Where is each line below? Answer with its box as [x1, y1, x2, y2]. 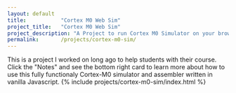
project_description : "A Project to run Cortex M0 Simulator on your [7, 29, 216, 37]
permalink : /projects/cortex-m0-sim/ [7, 36, 137, 43]
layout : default [7, 10, 55, 17]
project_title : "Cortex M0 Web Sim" [7, 23, 121, 30]
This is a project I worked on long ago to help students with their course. [7, 55, 217, 64]
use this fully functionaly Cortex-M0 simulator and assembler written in [7, 71, 213, 79]
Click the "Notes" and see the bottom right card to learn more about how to [7, 63, 225, 71]
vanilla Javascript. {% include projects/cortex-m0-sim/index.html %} [7, 78, 206, 86]
